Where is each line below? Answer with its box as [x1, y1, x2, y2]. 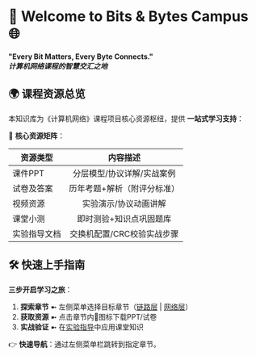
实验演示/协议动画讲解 [82, 198, 167, 209]
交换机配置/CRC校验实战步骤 [69, 228, 179, 239]
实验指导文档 [12, 228, 62, 239]
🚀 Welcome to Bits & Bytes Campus [8, 7, 249, 26]
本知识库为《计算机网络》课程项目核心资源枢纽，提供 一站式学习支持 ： [8, 113, 244, 124]
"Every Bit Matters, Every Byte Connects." [8, 52, 153, 61]
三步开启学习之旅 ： [8, 284, 73, 294]
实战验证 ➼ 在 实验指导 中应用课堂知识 [19, 322, 144, 332]
